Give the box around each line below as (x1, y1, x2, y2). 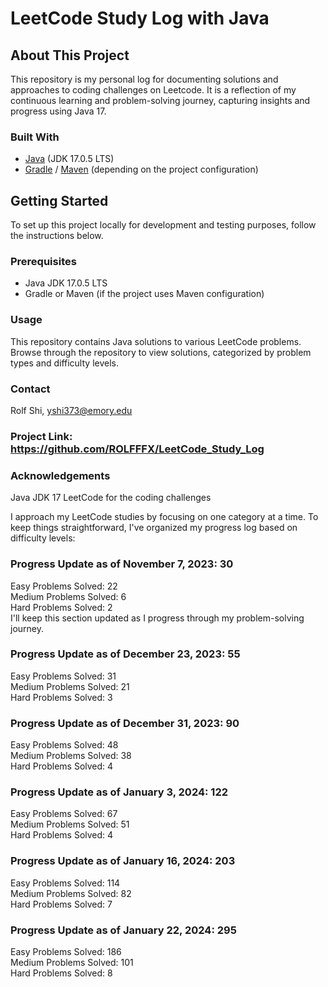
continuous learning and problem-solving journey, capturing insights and (10, 95, 311, 106)
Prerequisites (10, 255, 77, 269)
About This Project (10, 47, 130, 64)
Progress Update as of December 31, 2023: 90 (10, 716, 240, 730)
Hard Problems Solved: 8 (10, 967, 113, 979)
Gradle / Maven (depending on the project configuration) (24, 163, 259, 176)
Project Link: (10, 429, 73, 443)
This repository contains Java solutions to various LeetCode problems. (10, 335, 302, 347)
